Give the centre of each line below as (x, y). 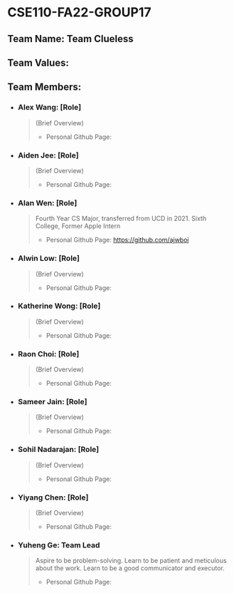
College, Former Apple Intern (78, 226)
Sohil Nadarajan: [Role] (58, 450)
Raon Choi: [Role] (48, 354)
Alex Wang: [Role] (49, 108)
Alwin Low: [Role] (49, 259)
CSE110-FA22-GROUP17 (79, 12)
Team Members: (44, 87)
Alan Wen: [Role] (47, 202)
